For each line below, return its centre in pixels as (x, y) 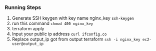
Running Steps (23, 7)
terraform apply (28, 29)
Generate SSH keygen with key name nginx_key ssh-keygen (73, 18)
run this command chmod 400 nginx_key (52, 23)
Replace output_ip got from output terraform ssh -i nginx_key (76, 39)
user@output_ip (28, 44)
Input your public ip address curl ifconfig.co (59, 34)
